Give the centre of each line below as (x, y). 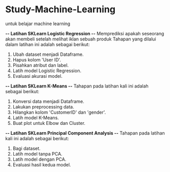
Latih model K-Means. (36, 117)
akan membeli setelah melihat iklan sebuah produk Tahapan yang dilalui (81, 39)
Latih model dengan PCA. (39, 159)
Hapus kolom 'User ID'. (37, 59)
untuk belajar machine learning (38, 24)
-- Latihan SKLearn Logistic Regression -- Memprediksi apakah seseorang (85, 33)
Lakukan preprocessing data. (43, 106)
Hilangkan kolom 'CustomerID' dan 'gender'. (59, 112)
